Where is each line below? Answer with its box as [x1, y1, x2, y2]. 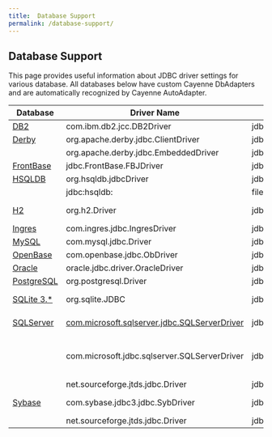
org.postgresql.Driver [66, 276, 147, 287]
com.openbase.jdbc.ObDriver [66, 249, 178, 261]
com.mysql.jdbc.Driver [66, 236, 152, 248]
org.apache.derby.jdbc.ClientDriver [66, 134, 200, 146]
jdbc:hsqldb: [66, 187, 113, 198]
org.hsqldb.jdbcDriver [66, 173, 149, 185]
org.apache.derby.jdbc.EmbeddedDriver [66, 147, 219, 159]
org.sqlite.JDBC [66, 294, 125, 305]
